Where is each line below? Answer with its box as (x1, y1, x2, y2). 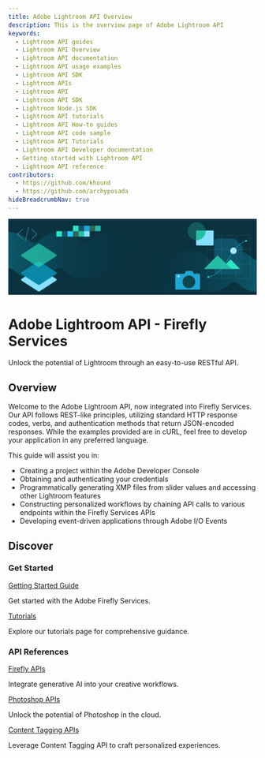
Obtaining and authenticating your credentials (19, 474, 169, 484)
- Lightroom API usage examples (15, 63, 122, 71)
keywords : (8, 29, 41, 37)
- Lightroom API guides (15, 38, 93, 46)
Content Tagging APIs (8, 726, 80, 735)
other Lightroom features (19, 491, 101, 501)
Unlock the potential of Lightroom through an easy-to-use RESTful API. (8, 358, 239, 368)
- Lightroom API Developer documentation (15, 146, 154, 154)
